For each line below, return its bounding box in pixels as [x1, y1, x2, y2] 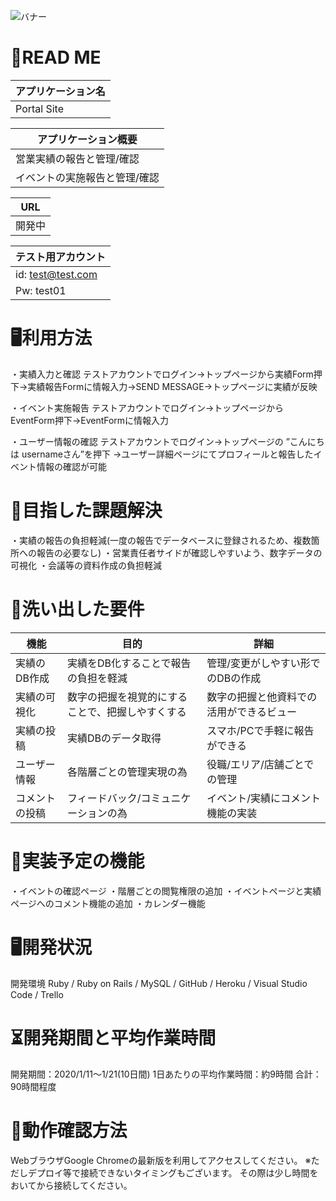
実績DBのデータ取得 [67, 731, 162, 745]
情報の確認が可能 [36, 460, 107, 472]
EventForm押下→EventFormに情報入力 [10, 414, 170, 426]
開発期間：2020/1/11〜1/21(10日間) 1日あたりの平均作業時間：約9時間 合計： [10, 1068, 322, 1080]
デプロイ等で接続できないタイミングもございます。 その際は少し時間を [27, 1166, 319, 1179]
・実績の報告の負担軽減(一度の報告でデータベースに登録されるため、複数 [10, 534, 312, 546]
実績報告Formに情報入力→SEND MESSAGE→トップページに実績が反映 [27, 380, 318, 392]
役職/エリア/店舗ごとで [206, 757, 315, 771]
